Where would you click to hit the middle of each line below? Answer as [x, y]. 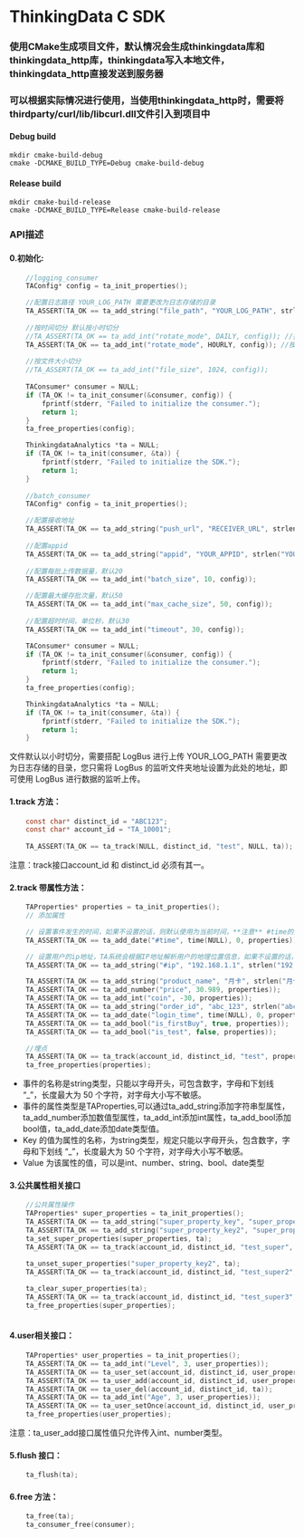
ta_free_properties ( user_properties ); [99, 1415]
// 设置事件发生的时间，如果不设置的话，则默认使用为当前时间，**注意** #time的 [160, 932]
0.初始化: [27, 258]
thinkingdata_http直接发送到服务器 [87, 74]
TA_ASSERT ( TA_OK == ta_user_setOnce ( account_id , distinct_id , [145, 1406]
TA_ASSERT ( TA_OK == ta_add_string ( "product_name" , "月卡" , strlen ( [154, 981]
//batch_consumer [58, 495]
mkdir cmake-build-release [60, 202]
